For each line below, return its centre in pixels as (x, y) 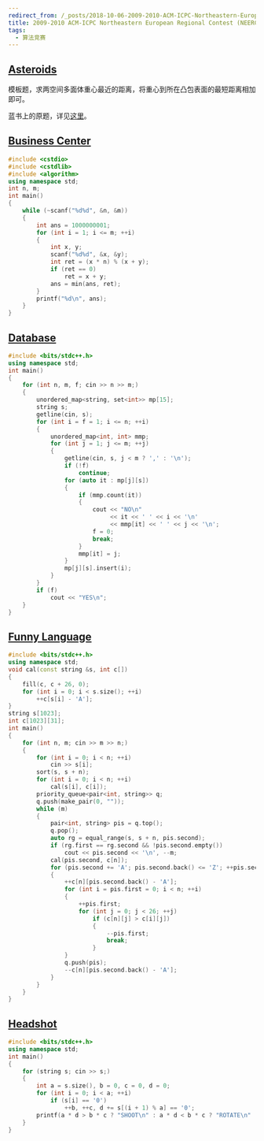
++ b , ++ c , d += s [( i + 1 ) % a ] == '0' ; (129, 1108)
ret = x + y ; (86, 277)
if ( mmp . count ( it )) (110, 495)
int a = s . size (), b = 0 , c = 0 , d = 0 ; (103, 1086)
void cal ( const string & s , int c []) (68, 670)
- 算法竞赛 (31, 37)
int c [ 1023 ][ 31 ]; (37, 721)
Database (32, 338)
